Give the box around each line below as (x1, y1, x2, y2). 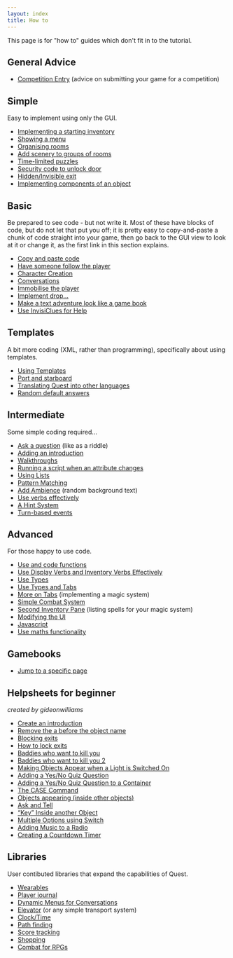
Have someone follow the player (17, 261, 111, 270)
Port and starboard (17, 374, 72, 382)
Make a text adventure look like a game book (17, 299, 147, 307)
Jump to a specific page (17, 666, 87, 675)
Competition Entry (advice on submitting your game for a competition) (17, 75, 220, 83)
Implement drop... (17, 292, 69, 300)
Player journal (17, 891, 57, 899)
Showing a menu (17, 135, 66, 144)
